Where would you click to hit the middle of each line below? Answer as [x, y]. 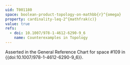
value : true [17, 24]
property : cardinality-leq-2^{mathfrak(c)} [51, 19]
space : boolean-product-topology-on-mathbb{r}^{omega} [63, 14]
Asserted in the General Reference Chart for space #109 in [65, 52]
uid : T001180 [19, 10]
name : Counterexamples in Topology [51, 38]
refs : [11, 28]
